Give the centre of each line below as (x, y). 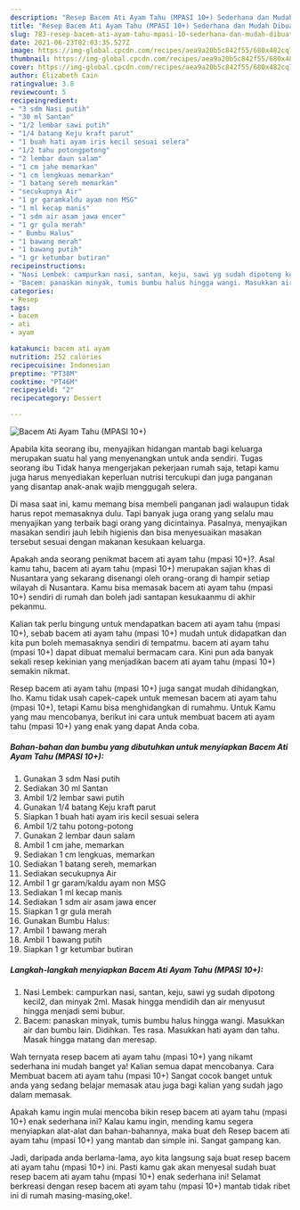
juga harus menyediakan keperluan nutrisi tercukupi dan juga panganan (142, 477)
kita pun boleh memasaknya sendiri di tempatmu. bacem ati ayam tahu (140, 642)
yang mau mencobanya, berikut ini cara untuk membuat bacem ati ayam (142, 717)
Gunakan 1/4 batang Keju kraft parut (89, 807)
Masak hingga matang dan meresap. (90, 1039)
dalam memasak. (41, 1094)
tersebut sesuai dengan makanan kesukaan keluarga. (108, 542)
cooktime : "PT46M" (44, 382)
